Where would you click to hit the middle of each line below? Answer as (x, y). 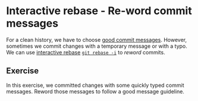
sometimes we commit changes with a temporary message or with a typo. (97, 46)
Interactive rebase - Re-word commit (99, 11)
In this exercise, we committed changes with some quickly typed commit (95, 85)
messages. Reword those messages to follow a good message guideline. (95, 91)
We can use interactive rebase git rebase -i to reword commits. (86, 52)
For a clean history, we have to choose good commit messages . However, (97, 40)
